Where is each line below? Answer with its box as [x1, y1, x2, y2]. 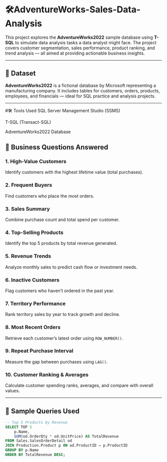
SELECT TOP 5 [5, 424, 32, 430]
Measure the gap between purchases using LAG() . [5, 359, 108, 365]
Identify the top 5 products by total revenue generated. [5, 240, 118, 246]
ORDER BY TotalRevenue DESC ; [5, 453, 66, 458]
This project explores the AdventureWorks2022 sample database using [5, 34, 153, 40]
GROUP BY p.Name [5, 448, 39, 453]
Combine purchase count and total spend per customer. [5, 217, 120, 223]
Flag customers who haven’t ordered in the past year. [5, 288, 114, 294]
